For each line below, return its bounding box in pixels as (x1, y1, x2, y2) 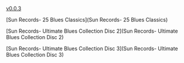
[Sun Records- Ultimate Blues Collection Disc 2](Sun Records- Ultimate (6, 27, 178, 34)
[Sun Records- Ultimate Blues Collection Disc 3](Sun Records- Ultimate (6, 45, 179, 52)
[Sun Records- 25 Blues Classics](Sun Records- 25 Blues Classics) (6, 16, 168, 23)
